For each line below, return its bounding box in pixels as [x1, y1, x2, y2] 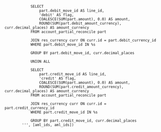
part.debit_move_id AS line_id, [39, 8, 104, 13]
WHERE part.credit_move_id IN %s [30, 110, 98, 115]
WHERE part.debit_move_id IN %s [30, 42, 96, 47]
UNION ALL [30, 59, 50, 64]
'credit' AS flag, [39, 76, 76, 81]
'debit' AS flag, [39, 13, 74, 17]
